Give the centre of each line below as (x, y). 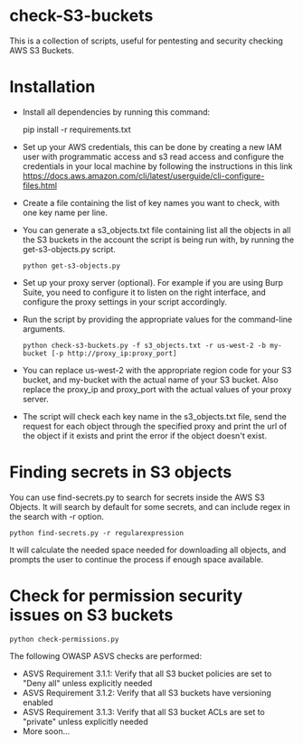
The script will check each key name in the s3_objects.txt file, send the (154, 416)
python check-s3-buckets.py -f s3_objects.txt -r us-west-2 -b (144, 345)
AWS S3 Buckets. (42, 50)
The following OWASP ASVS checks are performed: (105, 655)
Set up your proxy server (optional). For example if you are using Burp (152, 282)
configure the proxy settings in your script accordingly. (125, 301)
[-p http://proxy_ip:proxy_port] (114, 353)
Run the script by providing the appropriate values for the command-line (157, 319)
